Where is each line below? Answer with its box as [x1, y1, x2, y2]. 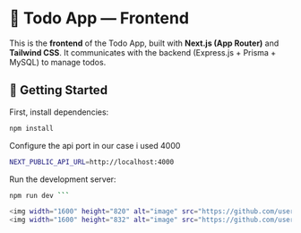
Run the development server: [9, 174, 116, 185]
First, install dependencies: [9, 107, 109, 117]
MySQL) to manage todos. [9, 56, 107, 67]
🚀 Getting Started [9, 82, 108, 98]
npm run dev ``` [9, 191, 70, 200]
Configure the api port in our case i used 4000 [9, 140, 181, 151]
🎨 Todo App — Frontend [9, 8, 190, 29]
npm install [9, 124, 54, 133]
